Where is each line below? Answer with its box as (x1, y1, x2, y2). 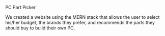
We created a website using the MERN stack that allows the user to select (5, 14, 160, 20)
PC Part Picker (5, 5, 36, 10)
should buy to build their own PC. (5, 25, 75, 31)
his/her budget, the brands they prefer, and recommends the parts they (5, 20, 155, 25)
